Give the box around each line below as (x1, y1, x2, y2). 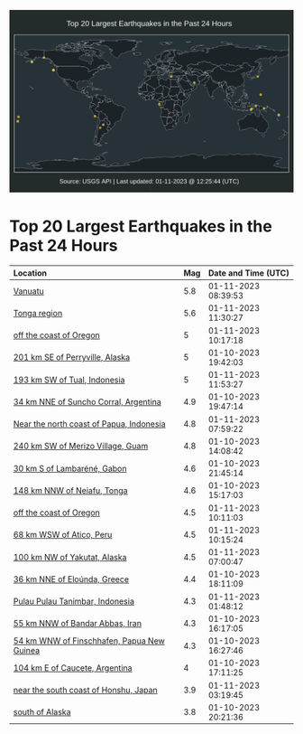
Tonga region (13, 307, 63, 318)
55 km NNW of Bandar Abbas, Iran (13, 618, 142, 629)
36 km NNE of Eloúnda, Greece (13, 573, 129, 584)
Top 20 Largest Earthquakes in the (9, 216, 272, 236)
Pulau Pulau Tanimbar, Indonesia (13, 596, 135, 607)
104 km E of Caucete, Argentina (13, 662, 133, 673)
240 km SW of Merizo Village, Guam (13, 440, 149, 452)
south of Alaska (13, 707, 71, 718)
